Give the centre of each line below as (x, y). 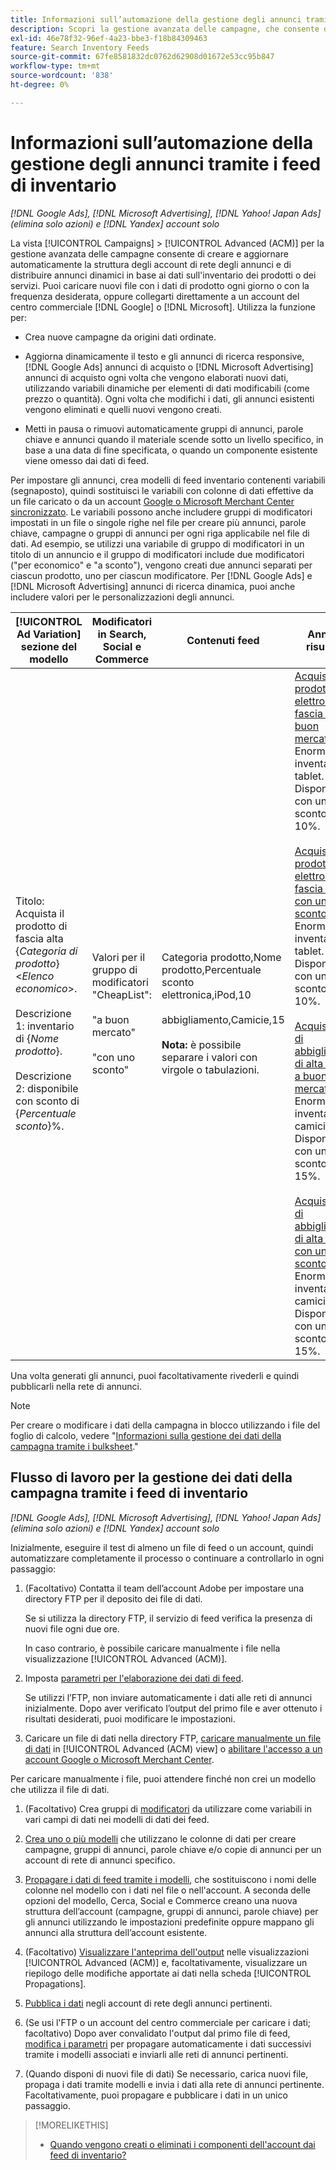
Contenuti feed (223, 640)
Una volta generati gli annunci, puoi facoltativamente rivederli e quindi (155, 1375)
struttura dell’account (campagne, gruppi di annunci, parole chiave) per (171, 1911)
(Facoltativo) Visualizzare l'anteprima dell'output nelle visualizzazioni (167, 1952)
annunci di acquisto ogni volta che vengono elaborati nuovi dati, (156, 377)
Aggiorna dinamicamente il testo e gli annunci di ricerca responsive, (164, 356)
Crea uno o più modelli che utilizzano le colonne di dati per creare (160, 1838)
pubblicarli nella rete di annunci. (76, 1386)
